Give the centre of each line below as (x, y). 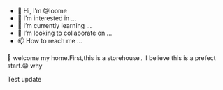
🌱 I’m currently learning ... (55, 25)
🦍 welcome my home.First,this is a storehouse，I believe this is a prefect (111, 58)
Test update (24, 79)
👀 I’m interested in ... (47, 18)
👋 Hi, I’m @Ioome (42, 11)
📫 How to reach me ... (50, 41)
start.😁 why (25, 66)
